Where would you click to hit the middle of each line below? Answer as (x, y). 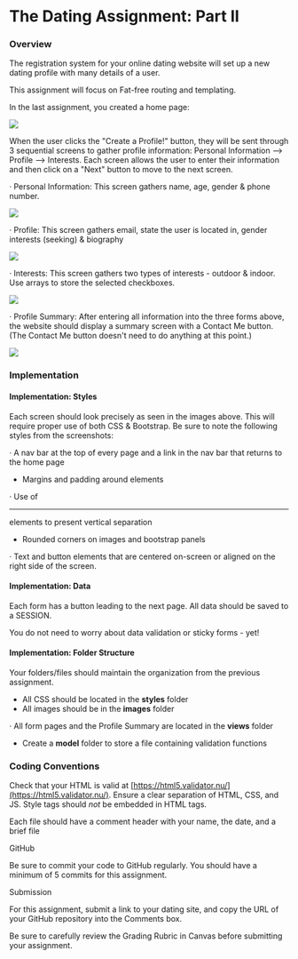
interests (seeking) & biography (67, 240)
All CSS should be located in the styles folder (105, 699)
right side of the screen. (53, 565)
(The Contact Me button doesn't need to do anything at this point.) (131, 336)
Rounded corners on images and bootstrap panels (114, 539)
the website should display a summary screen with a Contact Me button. (141, 326)
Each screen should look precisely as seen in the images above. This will (142, 416)
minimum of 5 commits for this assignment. (88, 875)
